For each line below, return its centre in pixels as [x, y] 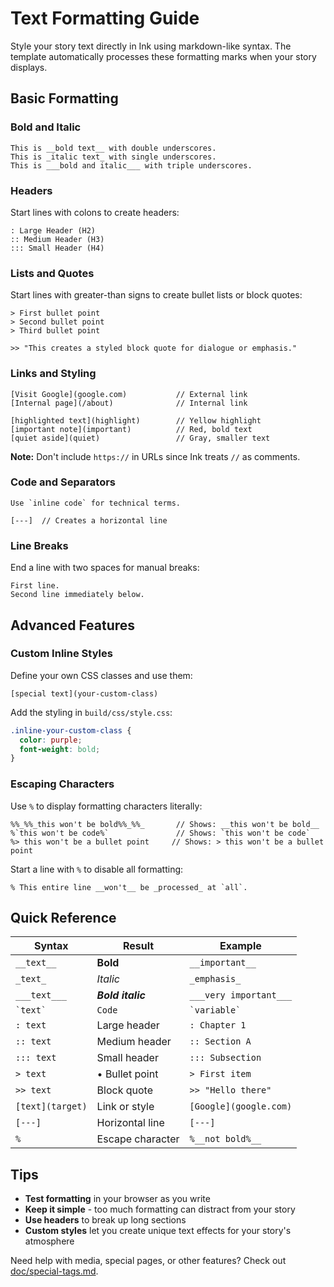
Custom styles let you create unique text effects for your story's [158, 1231]
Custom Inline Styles [61, 654]
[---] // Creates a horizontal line [89, 520]
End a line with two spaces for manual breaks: [105, 568]
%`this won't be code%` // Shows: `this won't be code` [160, 833]
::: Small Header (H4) [57, 248]
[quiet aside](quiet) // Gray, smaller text [140, 438]
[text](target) [51, 1106]
